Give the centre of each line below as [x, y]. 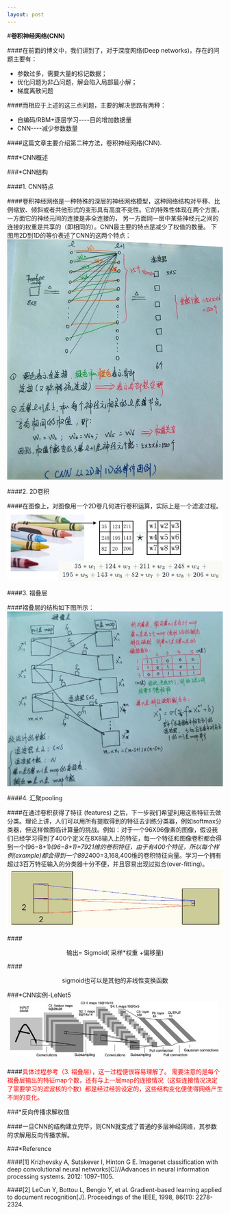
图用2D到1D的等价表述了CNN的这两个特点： [69, 235]
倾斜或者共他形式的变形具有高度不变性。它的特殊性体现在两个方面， [127, 210]
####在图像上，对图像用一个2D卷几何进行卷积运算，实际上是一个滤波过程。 [115, 506]
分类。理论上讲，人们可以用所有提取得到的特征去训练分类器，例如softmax [111, 821]
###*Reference [29, 1148]
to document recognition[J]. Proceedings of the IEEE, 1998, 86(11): [101, 1197]
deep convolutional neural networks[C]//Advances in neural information [108, 1169]
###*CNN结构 [27, 172]
